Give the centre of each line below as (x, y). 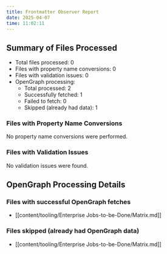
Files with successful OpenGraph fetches (69, 202)
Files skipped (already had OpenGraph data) (73, 231)
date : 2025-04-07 (28, 18)
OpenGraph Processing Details (66, 185)
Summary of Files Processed (62, 48)
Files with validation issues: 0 (52, 75)
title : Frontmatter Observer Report (53, 12)
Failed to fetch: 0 (45, 101)
